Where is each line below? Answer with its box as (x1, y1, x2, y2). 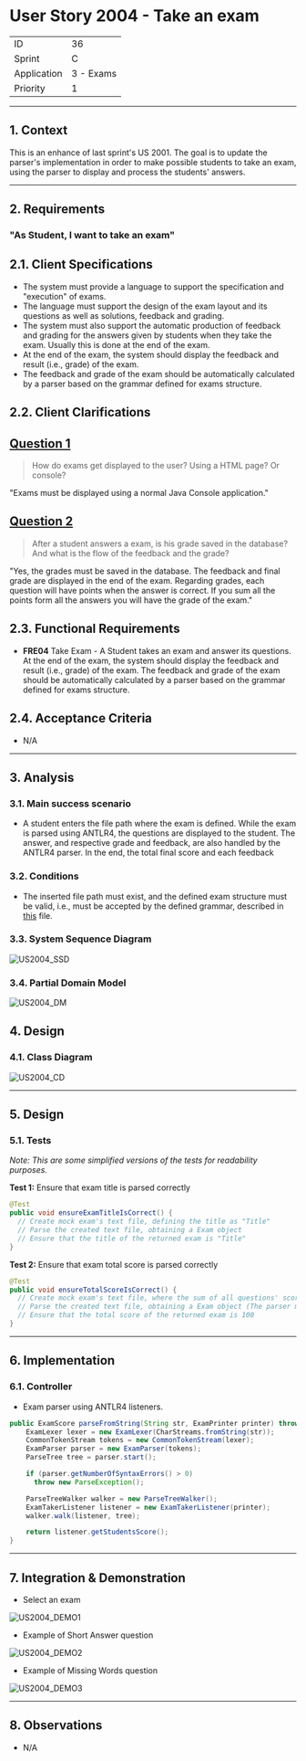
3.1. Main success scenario (9, 796, 132, 809)
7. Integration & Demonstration (9, 1570, 187, 1586)
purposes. (9, 1165, 48, 1176)
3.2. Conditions (9, 870, 79, 882)
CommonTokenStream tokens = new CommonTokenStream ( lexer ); (25, 1436, 255, 1445)
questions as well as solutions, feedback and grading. (22, 310, 225, 321)
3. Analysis (9, 769, 75, 786)
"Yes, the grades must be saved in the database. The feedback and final (9, 565, 280, 576)
